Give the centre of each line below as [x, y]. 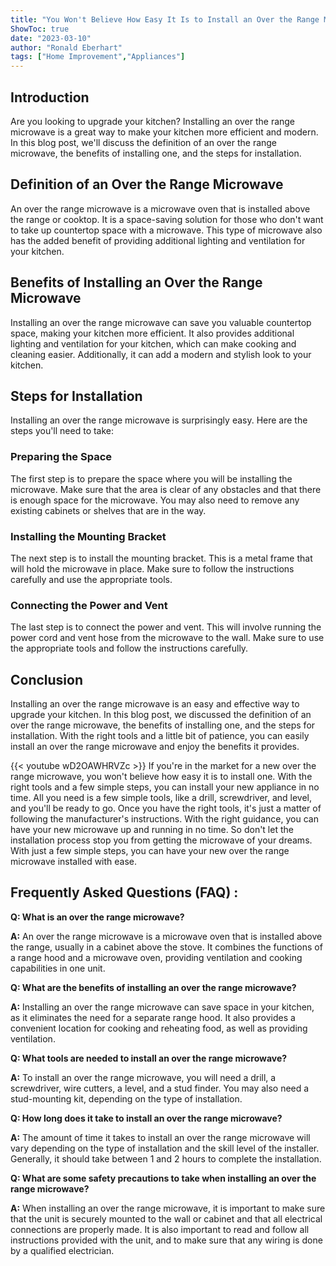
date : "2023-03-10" [51, 38]
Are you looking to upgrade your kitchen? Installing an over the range [153, 121]
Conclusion [47, 679]
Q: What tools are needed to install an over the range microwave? [149, 1058]
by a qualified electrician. [62, 1250]
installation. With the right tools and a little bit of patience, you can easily [160, 736]
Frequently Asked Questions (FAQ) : [124, 892]
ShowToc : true [40, 29]
